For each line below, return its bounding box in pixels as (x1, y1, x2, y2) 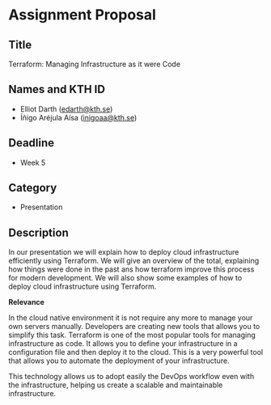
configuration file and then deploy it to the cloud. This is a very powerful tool (8, 348, 264, 357)
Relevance (8, 297, 44, 307)
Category (8, 181, 57, 195)
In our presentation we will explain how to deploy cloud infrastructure (8, 247, 239, 257)
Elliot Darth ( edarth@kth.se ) (19, 103, 113, 114)
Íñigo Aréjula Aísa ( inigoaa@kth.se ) (19, 112, 138, 122)
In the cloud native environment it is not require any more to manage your (8, 313, 253, 323)
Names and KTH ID (8, 82, 105, 96)
